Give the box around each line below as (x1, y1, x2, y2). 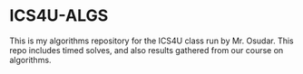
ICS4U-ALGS (9, 5, 109, 26)
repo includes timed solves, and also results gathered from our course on (9, 44, 284, 55)
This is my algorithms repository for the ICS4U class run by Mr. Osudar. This (9, 35, 294, 46)
